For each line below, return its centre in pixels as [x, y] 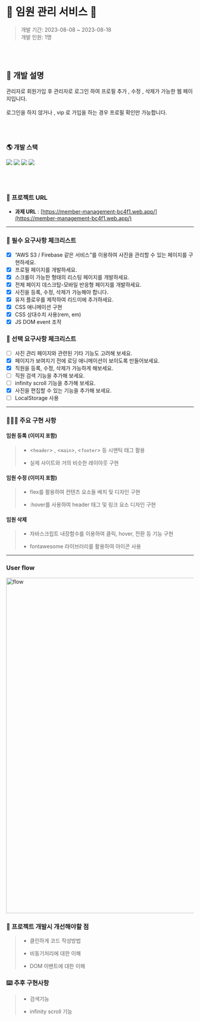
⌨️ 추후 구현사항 [28, 983]
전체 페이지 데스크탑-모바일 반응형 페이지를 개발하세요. [78, 284]
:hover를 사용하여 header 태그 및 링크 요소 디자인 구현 [93, 505]
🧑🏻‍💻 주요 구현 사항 [31, 420]
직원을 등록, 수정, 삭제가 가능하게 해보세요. [64, 368]
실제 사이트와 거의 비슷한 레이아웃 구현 [74, 463]
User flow [21, 568]
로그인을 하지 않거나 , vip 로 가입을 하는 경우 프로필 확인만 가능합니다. [87, 112]
